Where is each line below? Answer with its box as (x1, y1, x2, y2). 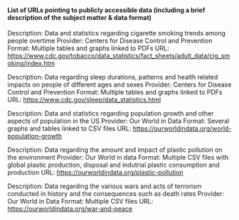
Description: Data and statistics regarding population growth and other (7, 109, 214, 118)
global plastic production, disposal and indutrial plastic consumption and (7, 160, 221, 170)
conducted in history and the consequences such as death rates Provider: (7, 189, 225, 198)
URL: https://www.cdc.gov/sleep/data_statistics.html (7, 96, 161, 104)
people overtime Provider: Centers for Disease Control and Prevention (7, 36, 213, 45)
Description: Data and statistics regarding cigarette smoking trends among (7, 29, 226, 38)
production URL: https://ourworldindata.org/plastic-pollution (7, 168, 184, 177)
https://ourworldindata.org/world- (132, 124, 232, 133)
